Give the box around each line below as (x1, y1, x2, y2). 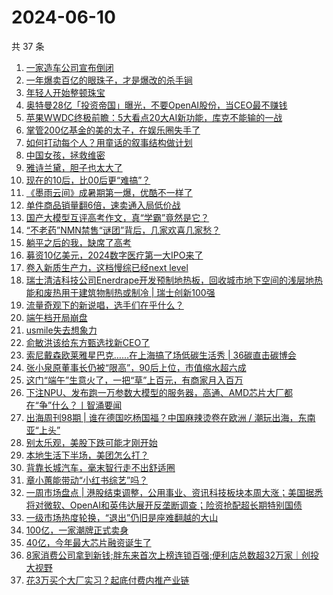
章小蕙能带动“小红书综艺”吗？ (25, 474, 149, 486)
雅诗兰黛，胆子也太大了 (25, 161, 123, 173)
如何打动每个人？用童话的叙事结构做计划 (25, 136, 193, 148)
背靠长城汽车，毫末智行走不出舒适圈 (25, 461, 176, 473)
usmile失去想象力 (25, 324, 98, 336)
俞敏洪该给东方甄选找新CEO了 (25, 336, 151, 348)
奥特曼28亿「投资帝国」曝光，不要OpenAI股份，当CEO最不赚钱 (25, 99, 288, 111)
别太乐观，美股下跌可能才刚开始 (25, 436, 158, 448)
